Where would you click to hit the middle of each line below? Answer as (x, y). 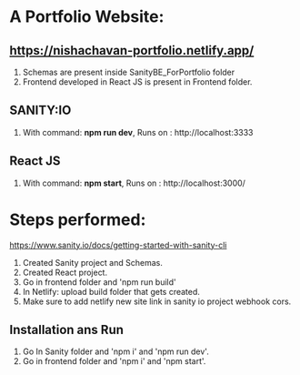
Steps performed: (78, 219)
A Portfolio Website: (87, 17)
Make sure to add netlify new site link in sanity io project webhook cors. (157, 301)
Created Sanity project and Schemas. (93, 262)
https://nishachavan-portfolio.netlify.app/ (132, 51)
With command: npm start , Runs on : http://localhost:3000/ (134, 183)
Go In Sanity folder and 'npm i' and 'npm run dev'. (115, 351)
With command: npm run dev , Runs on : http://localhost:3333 (138, 132)
